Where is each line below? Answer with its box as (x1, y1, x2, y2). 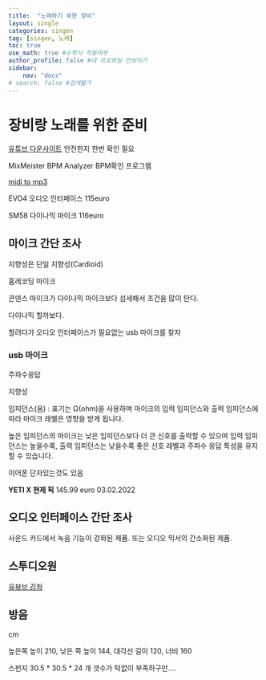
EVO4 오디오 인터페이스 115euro (8, 193, 110, 203)
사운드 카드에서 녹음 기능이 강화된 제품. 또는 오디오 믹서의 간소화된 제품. (8, 533, 232, 543)
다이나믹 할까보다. (8, 311, 65, 320)
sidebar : (8, 64, 38, 72)
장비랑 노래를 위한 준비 (8, 116, 148, 134)
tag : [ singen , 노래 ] (8, 34, 74, 43)
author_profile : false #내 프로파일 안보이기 (8, 57, 148, 65)
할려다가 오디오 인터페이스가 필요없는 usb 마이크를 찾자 (8, 328, 182, 337)
